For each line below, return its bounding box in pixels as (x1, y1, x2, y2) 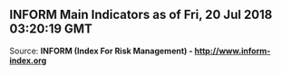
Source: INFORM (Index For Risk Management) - (9, 45, 193, 56)
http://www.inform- (194, 45, 271, 56)
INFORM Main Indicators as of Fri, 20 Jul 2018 (9, 7, 273, 23)
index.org (9, 54, 47, 66)
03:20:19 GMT (9, 22, 93, 37)
